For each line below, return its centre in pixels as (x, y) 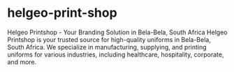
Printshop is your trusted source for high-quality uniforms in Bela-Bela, (109, 39)
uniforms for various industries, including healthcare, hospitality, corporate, (116, 55)
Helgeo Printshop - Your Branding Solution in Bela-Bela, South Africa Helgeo (117, 32)
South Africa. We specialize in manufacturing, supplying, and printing (107, 47)
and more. (22, 62)
